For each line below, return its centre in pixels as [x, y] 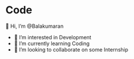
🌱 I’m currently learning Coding [52, 43]
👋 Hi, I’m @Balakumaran [35, 26]
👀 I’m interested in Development [53, 37]
